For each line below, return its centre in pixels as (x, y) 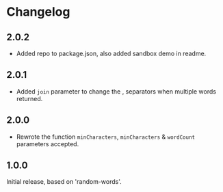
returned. (29, 98)
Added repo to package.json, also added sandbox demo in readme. (111, 53)
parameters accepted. (48, 143)
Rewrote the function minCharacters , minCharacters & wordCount (106, 137)
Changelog (38, 12)
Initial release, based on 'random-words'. (64, 182)
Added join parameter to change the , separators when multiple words (116, 91)
